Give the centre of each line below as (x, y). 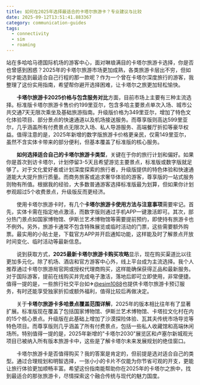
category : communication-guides (46, 23)
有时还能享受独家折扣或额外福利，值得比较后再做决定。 (84, 291)
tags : (13, 28)
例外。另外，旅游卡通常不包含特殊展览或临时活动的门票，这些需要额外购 (100, 226)
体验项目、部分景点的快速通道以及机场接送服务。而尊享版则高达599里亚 (99, 119)
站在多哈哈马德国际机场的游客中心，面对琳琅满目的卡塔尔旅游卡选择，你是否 (100, 62)
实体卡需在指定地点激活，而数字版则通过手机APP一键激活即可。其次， (102, 212)
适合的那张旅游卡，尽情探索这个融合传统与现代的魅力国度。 (89, 375)
